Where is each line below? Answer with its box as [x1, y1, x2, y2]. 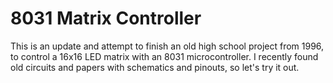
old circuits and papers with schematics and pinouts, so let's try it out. [10, 61, 300, 73]
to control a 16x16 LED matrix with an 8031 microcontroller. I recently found [10, 50, 319, 62]
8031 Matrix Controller [10, 7, 202, 30]
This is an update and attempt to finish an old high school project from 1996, [10, 40, 325, 52]
